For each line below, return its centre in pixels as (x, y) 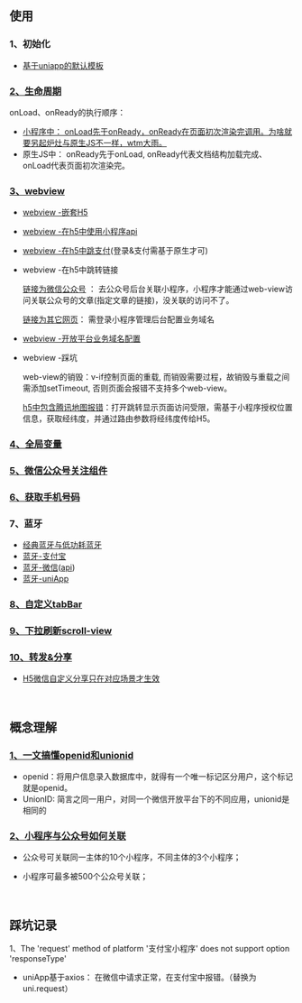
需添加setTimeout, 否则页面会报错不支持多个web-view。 (127, 388)
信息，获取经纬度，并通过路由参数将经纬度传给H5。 (119, 419)
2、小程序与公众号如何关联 (68, 836)
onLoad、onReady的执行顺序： (68, 112)
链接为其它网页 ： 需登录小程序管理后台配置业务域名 (118, 319)
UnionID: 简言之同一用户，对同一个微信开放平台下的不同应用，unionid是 (156, 799)
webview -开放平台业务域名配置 (82, 339)
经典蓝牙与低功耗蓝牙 (62, 545)
